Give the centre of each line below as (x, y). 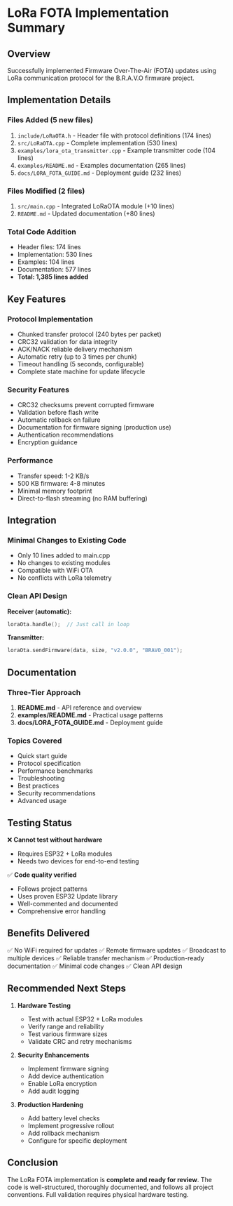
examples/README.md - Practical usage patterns (90, 715)
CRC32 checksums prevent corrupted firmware (86, 405)
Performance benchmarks (55, 771)
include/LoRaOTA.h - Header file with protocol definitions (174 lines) (114, 135)
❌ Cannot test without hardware (55, 840)
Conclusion (33, 1163)
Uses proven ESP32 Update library (68, 896)
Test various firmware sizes (68, 1034)
